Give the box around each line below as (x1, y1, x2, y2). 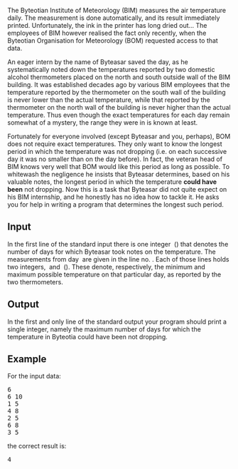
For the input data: (7, 372, 62, 381)
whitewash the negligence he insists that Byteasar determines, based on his (7, 170, 230, 178)
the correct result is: (7, 442, 67, 450)
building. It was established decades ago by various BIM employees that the (7, 81, 230, 88)
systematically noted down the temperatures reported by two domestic (7, 66, 215, 73)
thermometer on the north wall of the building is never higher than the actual (7, 103, 231, 111)
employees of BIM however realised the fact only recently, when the (7, 29, 207, 37)
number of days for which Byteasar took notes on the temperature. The (7, 247, 216, 256)
